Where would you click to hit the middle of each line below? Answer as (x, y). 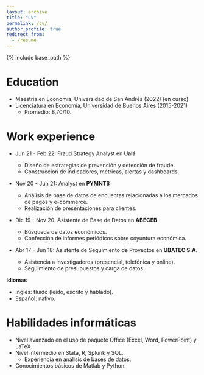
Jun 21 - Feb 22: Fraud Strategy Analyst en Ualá (75, 153)
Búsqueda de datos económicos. (65, 231)
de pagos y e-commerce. (56, 202)
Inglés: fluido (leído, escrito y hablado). (64, 292)
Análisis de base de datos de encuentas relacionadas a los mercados (111, 195)
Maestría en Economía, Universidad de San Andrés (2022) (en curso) (102, 99)
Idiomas (17, 280)
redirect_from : (26, 35)
